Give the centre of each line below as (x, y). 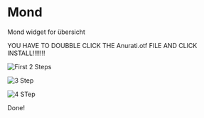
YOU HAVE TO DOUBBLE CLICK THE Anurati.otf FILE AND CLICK (102, 45)
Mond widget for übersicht (46, 32)
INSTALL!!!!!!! (26, 53)
